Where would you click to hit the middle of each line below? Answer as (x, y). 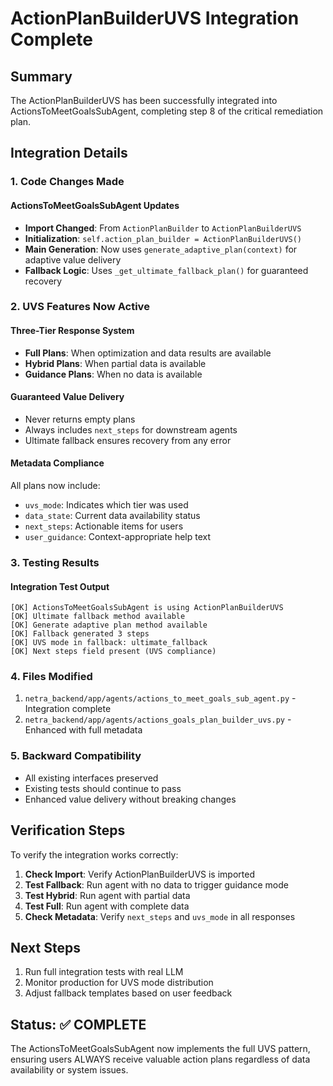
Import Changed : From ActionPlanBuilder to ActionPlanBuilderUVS (163, 228)
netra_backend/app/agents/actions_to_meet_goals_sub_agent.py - (160, 698)
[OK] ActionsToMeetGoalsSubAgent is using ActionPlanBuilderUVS (147, 608)
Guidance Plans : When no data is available (113, 374)
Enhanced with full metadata (83, 730)
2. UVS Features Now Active (80, 307)
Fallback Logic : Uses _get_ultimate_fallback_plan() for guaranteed (166, 270)
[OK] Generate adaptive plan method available (109, 625)
